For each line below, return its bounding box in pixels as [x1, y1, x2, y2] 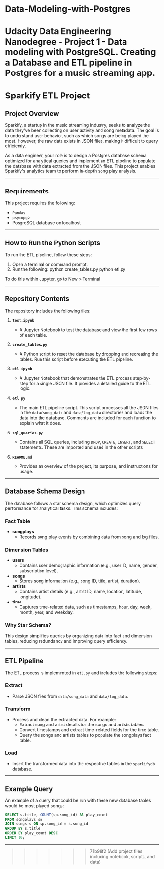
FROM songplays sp [5, 817, 42, 821]
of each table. [19, 332, 48, 338]
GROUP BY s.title [5, 826, 41, 831]
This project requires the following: [5, 200, 75, 206]
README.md [12, 455, 33, 459]
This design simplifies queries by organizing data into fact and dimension [5, 633, 152, 639]
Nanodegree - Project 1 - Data [5, 36, 127, 48]
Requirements [5, 187, 49, 195]
